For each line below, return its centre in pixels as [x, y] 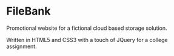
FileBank [28, 11]
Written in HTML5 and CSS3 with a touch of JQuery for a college [87, 40]
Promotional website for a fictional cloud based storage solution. [87, 28]
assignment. [22, 46]
